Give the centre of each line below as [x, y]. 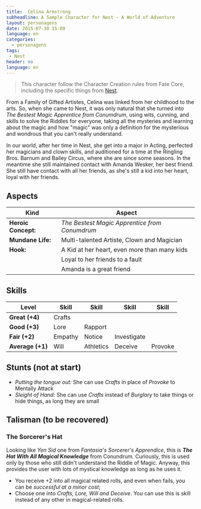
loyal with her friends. [33, 177]
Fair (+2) [22, 337]
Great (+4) [25, 317]
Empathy [66, 337]
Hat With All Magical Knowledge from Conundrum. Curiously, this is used [98, 456]
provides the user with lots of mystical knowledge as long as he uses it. [94, 469]
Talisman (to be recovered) [57, 420]
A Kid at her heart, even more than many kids [124, 250]
